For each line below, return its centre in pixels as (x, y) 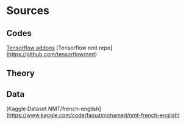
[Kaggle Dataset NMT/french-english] (54, 109)
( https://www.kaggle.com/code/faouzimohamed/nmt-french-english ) (93, 115)
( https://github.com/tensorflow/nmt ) (52, 54)
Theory (21, 73)
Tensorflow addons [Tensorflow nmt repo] (59, 48)
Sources (28, 11)
